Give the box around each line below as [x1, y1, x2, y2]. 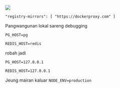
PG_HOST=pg [5, 32, 28, 37]
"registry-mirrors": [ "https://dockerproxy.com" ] [5, 14, 115, 19]
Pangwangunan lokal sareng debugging [5, 23, 88, 28]
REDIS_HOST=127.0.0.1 [5, 68, 51, 73]
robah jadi [5, 50, 26, 56]
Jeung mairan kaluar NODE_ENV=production [5, 77, 92, 83]
